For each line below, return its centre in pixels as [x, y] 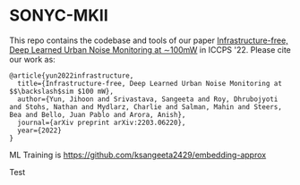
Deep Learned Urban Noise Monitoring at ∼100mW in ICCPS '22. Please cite [150, 49]
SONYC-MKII [59, 16]
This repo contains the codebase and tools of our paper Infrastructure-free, [149, 40]
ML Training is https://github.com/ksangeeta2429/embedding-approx [138, 155]
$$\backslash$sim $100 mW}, [62, 91]
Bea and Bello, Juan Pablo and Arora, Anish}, [98, 114]
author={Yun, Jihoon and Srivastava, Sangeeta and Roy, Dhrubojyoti [148, 99]
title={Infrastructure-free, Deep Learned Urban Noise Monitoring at [150, 83]
